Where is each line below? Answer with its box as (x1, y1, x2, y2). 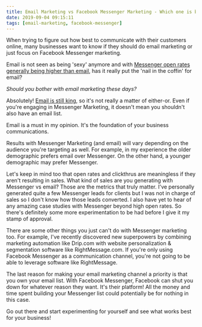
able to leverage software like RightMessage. (6, 259, 118, 266)
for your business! (6, 314, 51, 322)
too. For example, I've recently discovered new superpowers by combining (6, 233, 191, 241)
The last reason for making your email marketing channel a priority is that (6, 270, 188, 278)
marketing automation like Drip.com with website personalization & (6, 240, 171, 247)
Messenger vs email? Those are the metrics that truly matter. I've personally (6, 183, 195, 190)
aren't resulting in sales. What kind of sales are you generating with (6, 177, 173, 184)
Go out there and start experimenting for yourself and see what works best (6, 308, 192, 315)
